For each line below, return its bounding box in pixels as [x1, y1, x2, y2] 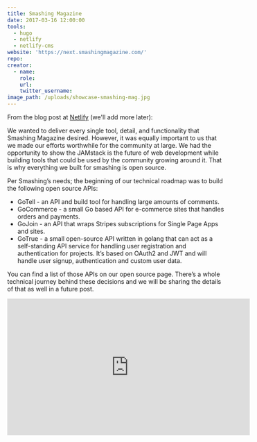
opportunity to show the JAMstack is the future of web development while [7, 148, 220, 157]
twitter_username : [19, 87, 73, 94]
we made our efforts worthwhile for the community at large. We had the [7, 142, 211, 149]
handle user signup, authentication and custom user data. [17, 257, 182, 264]
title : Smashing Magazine [7, 10, 82, 17]
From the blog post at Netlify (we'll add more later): [7, 113, 153, 121]
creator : [7, 62, 33, 69]
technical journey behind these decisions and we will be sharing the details [7, 278, 222, 285]
